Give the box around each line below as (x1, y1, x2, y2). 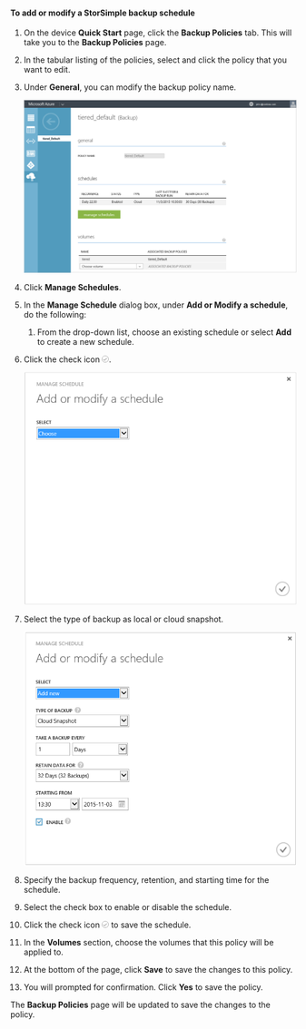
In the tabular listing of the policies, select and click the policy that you (23, 54, 288, 65)
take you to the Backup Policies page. (23, 37, 167, 48)
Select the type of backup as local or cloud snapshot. (23, 613, 224, 624)
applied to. (23, 946, 64, 957)
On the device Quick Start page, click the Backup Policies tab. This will (23, 27, 292, 38)
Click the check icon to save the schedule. (23, 919, 192, 930)
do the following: (23, 309, 87, 319)
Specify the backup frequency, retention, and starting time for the (23, 874, 270, 885)
